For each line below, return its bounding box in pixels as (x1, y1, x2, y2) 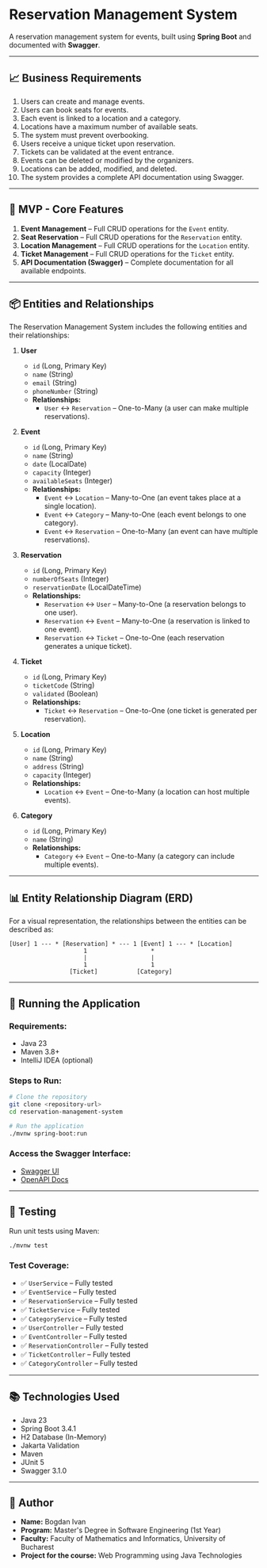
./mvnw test (9, 1242, 48, 1249)
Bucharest (20, 1543, 55, 1552)
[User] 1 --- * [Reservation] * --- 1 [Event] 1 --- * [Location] (9, 940, 233, 948)
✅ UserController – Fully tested (20, 1322, 124, 1332)
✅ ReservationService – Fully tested (20, 1295, 138, 1305)
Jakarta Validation (20, 1440, 80, 1450)
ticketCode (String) (32, 681, 95, 690)
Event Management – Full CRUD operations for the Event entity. (20, 223, 229, 233)
